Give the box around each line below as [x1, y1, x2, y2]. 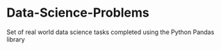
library [6, 35, 25, 43]
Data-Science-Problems [6, 5, 150, 21]
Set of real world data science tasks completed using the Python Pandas [6, 28, 215, 36]
